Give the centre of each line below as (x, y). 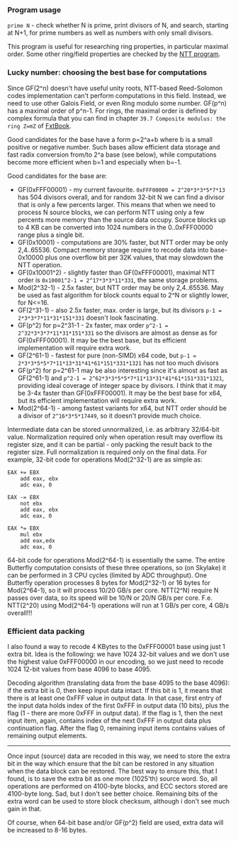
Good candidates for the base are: (57, 176)
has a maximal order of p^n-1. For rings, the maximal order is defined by (112, 111)
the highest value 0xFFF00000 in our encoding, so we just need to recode (116, 662)
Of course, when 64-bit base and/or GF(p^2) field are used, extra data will (115, 822)
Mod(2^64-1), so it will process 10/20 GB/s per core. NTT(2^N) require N (113, 590)
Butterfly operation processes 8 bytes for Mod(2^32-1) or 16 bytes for (109, 582)
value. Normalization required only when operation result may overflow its (115, 437)
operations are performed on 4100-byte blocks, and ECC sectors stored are (118, 786)
